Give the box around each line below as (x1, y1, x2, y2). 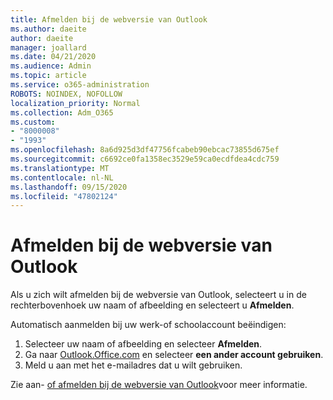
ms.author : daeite (10, 24, 87, 34)
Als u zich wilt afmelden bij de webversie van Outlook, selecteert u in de (10, 289, 307, 301)
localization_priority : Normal (10, 98, 141, 108)
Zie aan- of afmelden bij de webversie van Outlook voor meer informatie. (10, 379, 308, 391)
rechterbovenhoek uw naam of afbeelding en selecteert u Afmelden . (10, 299, 295, 311)
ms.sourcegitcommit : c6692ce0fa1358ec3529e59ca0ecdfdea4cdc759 (10, 154, 280, 164)
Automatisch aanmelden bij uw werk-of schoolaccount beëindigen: (10, 319, 287, 331)
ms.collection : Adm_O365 (10, 107, 114, 118)
